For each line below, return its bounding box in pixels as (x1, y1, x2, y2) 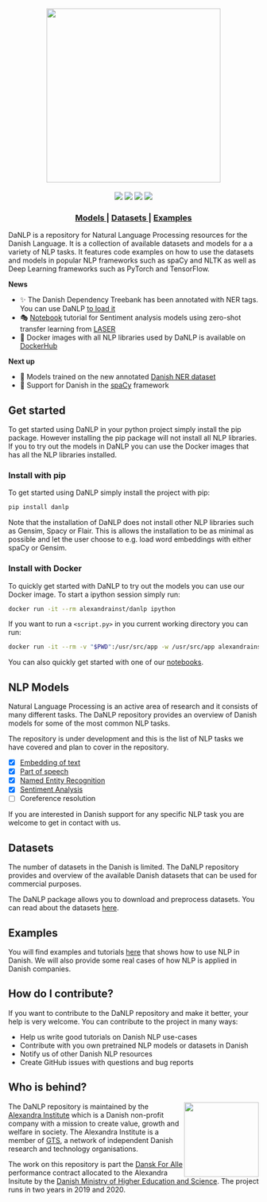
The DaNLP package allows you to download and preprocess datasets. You (8, 895, 255, 904)
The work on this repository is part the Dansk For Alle (8, 1159, 183, 1169)
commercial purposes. (8, 879, 82, 889)
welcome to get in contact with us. (8, 818, 122, 827)
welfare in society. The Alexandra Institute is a (8, 1126, 159, 1137)
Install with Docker (8, 563, 82, 574)
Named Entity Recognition (19, 776, 106, 785)
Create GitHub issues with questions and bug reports (19, 1057, 194, 1067)
